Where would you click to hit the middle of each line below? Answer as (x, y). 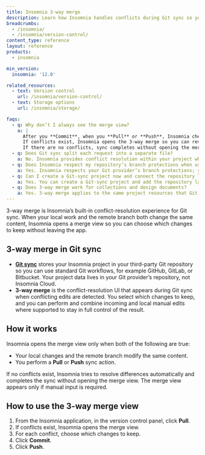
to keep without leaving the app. (47, 230)
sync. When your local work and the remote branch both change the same (100, 217)
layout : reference (30, 47)
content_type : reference (38, 40)
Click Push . (30, 447)
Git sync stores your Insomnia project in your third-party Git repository (104, 264)
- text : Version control (43, 91)
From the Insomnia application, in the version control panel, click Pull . (103, 421)
